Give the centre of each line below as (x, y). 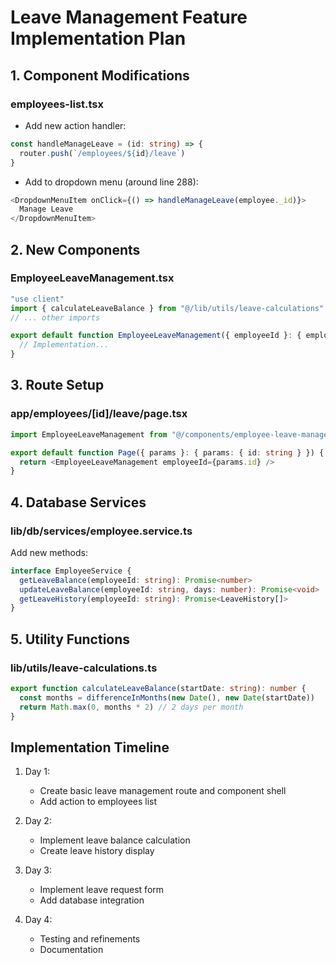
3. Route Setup (57, 385)
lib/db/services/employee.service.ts (101, 531)
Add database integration (92, 900)
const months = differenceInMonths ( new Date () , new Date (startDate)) (167, 697)
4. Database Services (78, 502)
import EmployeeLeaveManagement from (89, 434)
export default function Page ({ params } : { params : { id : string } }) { (167, 452)
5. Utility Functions (70, 639)
